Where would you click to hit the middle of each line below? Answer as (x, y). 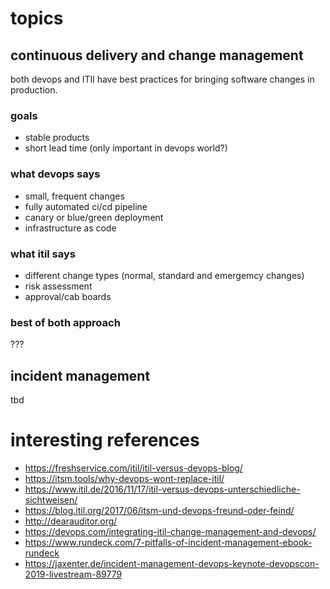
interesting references (105, 440)
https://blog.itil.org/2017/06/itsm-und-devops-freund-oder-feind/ (159, 510)
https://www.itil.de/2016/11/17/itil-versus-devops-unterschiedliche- (162, 489)
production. (34, 90)
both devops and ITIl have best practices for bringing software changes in (162, 79)
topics (37, 18)
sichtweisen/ (51, 499)
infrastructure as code (70, 228)
